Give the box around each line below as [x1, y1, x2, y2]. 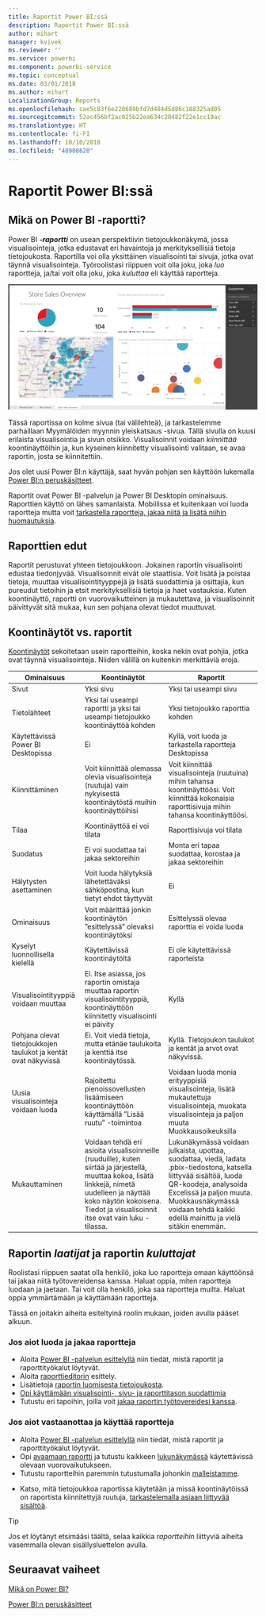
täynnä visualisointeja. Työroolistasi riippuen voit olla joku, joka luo [8, 260, 225, 269]
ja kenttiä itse [84, 1048, 128, 1057]
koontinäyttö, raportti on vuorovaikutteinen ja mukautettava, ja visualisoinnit [8, 594, 255, 603]
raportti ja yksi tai [84, 703, 141, 714]
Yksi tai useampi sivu [168, 683, 237, 694]
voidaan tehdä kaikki [168, 1204, 236, 1214]
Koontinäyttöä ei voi [84, 821, 150, 830]
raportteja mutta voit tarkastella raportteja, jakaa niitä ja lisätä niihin [8, 508, 227, 518]
